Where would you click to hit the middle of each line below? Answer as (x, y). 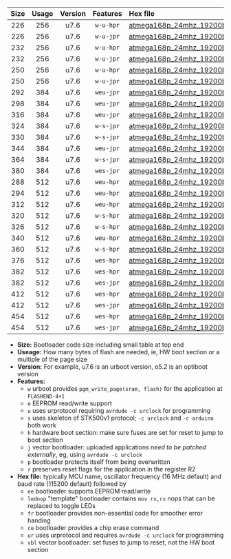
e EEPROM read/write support (69, 403)
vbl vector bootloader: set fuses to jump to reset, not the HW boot (121, 542)
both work (42, 425)
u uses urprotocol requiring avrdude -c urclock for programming (119, 410)
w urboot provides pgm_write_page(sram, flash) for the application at (125, 388)
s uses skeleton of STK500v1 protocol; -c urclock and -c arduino (121, 418)
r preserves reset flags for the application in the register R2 (111, 469)
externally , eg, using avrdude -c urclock (85, 455)
